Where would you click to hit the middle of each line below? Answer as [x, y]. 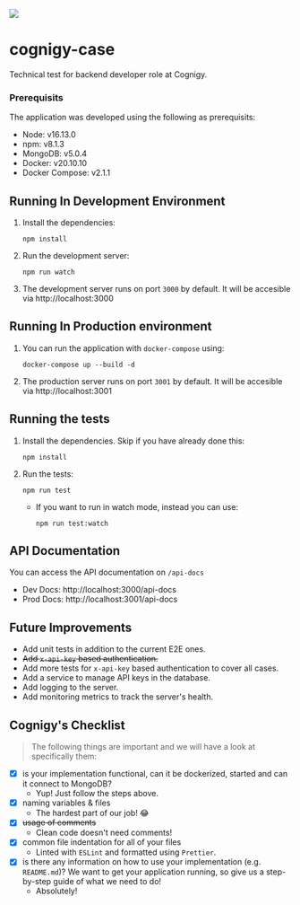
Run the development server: [76, 256]
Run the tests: [48, 474]
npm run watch [48, 272]
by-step [37, 882]
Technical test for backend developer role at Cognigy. [108, 74]
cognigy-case [62, 50]
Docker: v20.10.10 [55, 163]
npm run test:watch [72, 523]
